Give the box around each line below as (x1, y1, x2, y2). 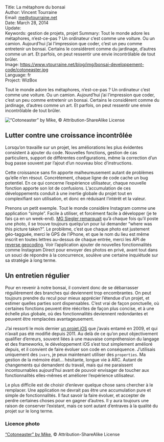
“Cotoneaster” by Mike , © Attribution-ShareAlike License (5, 431, 120, 437)
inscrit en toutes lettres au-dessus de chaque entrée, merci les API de (5, 236, 146, 242)
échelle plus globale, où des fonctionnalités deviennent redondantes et (5, 310, 148, 316)
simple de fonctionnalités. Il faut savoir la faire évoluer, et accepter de (5, 392, 145, 398)
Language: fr (5, 72, 31, 78)
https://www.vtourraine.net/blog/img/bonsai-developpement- (20, 61, 144, 67)
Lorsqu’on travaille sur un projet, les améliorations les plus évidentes (5, 144, 143, 150)
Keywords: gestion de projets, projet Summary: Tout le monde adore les (5, 30, 150, 36)
